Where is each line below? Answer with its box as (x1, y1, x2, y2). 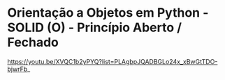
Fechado (7, 35, 59, 50)
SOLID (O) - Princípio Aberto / (7, 19, 182, 35)
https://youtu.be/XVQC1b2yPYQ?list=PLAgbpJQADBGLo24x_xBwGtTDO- (7, 57, 218, 65)
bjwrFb (7, 65, 28, 73)
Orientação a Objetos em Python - (7, 5, 209, 21)
